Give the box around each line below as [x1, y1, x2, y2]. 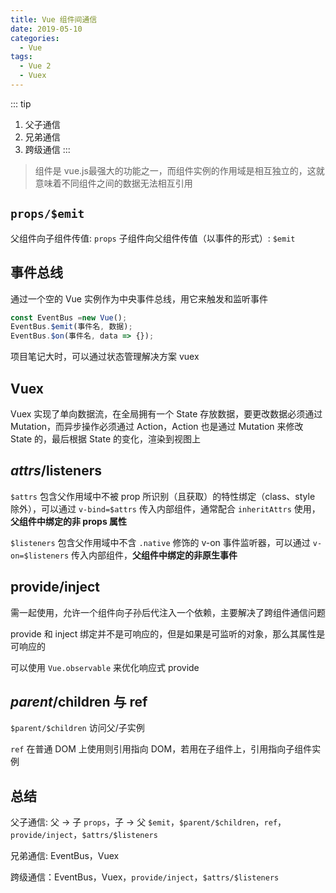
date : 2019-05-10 [10, 24, 83, 34]
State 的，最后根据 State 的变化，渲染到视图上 [10, 432, 202, 445]
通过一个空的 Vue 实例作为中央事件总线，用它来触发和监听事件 [10, 292, 268, 305]
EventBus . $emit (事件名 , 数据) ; [10, 322, 133, 332]
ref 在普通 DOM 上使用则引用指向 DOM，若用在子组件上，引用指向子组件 [10, 743, 313, 755]
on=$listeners [10, 551, 70, 561]
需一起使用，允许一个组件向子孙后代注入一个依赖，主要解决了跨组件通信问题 [10, 606, 326, 618]
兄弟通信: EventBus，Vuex [10, 850, 120, 862]
